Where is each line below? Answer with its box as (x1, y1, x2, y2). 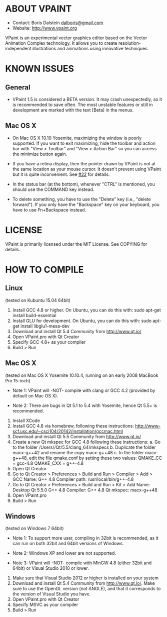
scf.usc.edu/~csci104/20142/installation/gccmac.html (12, 428, 123, 434)
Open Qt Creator (12, 465, 47, 471)
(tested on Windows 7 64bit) (5, 526, 64, 532)
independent (5, 45, 31, 51)
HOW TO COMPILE (5, 264, 84, 275)
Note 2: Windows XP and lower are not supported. (12, 550, 116, 556)
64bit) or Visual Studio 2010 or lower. (12, 565, 89, 571)
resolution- (118, 40, 141, 46)
